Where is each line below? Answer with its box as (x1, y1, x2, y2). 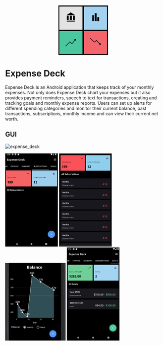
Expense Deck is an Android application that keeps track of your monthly (5, 84, 154, 90)
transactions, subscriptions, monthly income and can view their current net (5, 110, 159, 117)
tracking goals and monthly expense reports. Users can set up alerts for (5, 100, 152, 106)
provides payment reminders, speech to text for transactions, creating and (5, 95, 157, 101)
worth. (5, 116, 18, 122)
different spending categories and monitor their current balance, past (5, 105, 147, 111)
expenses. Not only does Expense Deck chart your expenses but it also (5, 89, 151, 95)
